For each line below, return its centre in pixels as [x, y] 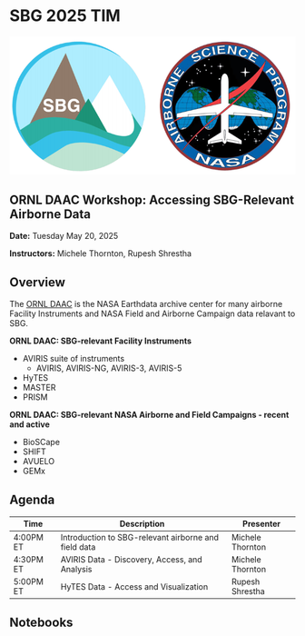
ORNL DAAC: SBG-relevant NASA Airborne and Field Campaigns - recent [149, 415]
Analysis [76, 569]
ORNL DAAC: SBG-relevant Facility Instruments [101, 341]
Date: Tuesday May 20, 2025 [64, 236]
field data [78, 547]
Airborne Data [50, 214]
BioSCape [41, 442]
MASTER [39, 388]
